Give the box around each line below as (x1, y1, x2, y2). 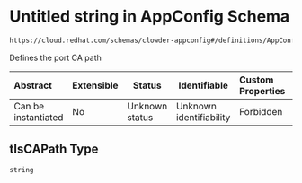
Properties (239, 84, 286, 97)
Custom (239, 74, 274, 86)
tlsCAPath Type (9, 142, 99, 157)
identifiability (175, 110, 231, 123)
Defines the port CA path (9, 52, 102, 63)
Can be (13, 100, 45, 112)
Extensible (71, 79, 119, 91)
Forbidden (239, 105, 283, 118)
